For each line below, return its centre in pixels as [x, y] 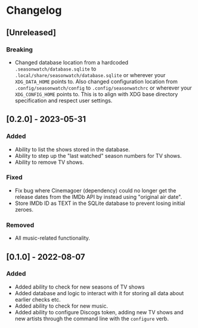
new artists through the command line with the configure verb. [92, 318]
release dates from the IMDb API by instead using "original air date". [98, 197]
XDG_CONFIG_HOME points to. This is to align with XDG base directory [96, 94]
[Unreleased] [31, 33]
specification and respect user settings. [64, 100]
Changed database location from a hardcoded [72, 62]
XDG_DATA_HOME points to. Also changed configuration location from [96, 81]
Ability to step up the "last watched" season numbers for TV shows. [98, 155]
